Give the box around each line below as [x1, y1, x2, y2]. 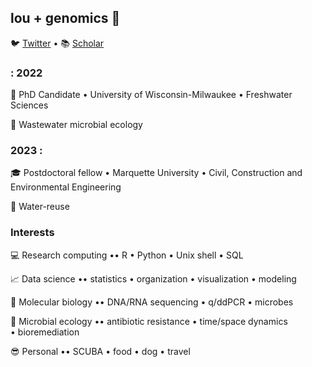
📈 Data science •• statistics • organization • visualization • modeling [10, 272, 297, 285]
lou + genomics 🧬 [10, 10, 121, 27]
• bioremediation [10, 326, 80, 338]
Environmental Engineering [10, 181, 122, 193]
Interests [10, 226, 55, 240]
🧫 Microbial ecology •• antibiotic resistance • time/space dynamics [10, 315, 288, 327]
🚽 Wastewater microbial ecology [10, 119, 143, 131]
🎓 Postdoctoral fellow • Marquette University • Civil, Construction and [10, 167, 303, 179]
